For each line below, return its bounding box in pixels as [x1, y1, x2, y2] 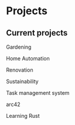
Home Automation [6, 55, 50, 62]
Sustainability [6, 78, 39, 85]
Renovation [6, 66, 33, 73]
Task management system [6, 89, 70, 96]
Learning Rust [6, 113, 40, 119]
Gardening [6, 43, 32, 50]
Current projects [6, 28, 68, 38]
